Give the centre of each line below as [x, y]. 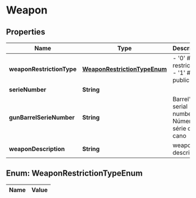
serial [180, 106]
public [181, 80]
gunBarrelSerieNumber [42, 117]
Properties [26, 32]
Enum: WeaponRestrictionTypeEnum [74, 173]
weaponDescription [37, 149]
